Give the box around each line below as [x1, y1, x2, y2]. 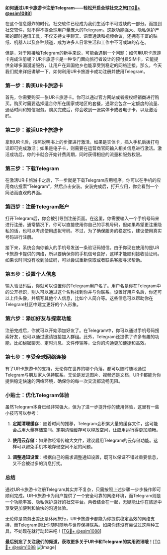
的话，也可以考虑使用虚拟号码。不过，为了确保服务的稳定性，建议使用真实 [9, 228, 162, 234]
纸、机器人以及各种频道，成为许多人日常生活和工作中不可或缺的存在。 [5, 39, 149, 45]
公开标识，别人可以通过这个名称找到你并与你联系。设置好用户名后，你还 [9, 289, 158, 295]
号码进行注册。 [5, 234, 36, 240]
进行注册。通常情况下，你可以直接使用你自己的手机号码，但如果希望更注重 [5, 222, 158, 228]
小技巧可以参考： [5, 410, 40, 416]
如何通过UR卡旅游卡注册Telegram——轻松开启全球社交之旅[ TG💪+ [5, 5, 141, 10]
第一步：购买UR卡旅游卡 [5, 82, 64, 89]
